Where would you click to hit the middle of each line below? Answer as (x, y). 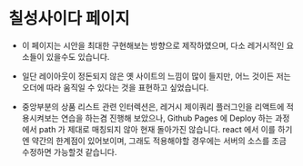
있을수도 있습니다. (78, 56)
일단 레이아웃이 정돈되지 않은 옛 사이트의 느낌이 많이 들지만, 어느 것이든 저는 (157, 76)
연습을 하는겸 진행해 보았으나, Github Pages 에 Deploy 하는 (167, 118)
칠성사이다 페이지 (69, 19)
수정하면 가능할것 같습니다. (69, 151)
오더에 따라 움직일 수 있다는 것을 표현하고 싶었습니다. (115, 87)
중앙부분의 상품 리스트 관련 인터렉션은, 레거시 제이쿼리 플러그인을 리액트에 (153, 106)
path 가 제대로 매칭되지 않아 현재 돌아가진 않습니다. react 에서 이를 (157, 129)
